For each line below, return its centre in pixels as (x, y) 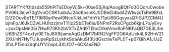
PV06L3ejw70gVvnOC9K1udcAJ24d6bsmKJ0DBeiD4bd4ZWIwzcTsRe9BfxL (84, 12)
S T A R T (12, 7)
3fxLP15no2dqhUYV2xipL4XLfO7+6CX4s (48, 44)
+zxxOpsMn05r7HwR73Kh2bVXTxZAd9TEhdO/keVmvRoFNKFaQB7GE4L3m (84, 28)
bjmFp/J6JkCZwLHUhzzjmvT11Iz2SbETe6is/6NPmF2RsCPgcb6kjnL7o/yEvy (84, 23)
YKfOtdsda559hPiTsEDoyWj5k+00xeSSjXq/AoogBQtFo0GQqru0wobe (92, 7)
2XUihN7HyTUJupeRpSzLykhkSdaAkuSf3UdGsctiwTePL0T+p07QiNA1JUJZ (84, 39)
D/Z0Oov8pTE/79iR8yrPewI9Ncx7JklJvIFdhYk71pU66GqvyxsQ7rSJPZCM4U (84, 18)
